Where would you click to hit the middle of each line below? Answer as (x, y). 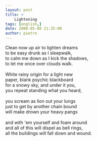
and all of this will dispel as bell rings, (44, 128)
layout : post (19, 10)
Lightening (26, 19)
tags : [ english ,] (23, 24)
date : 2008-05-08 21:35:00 (34, 29)
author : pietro (21, 33)
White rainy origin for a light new (39, 74)
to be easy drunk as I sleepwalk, (39, 53)
